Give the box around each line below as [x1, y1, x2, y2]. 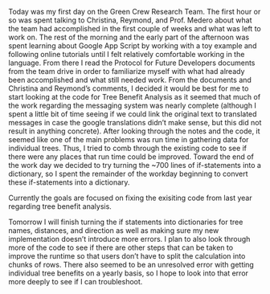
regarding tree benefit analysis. [8, 202, 112, 211]
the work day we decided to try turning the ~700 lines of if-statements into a [8, 161, 261, 169]
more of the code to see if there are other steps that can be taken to [8, 243, 234, 252]
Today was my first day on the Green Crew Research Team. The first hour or [8, 7, 261, 16]
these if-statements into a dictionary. [8, 178, 130, 187]
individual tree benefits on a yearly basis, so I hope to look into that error [8, 268, 249, 278]
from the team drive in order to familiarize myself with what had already [8, 67, 245, 76]
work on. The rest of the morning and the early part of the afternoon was [8, 32, 250, 42]
